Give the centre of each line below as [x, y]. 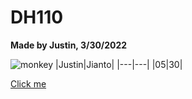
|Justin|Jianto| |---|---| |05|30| [119, 64]
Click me [28, 83]
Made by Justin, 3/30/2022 [69, 45]
